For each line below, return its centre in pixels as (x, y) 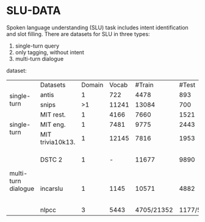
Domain (92, 85)
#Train (144, 85)
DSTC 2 (51, 159)
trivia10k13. (58, 142)
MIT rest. (53, 115)
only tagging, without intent (49, 52)
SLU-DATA (34, 11)
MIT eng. (53, 124)
